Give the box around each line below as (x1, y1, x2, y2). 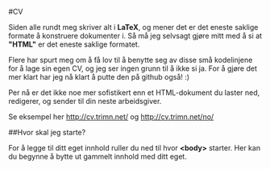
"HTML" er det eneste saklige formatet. (8, 39, 140, 49)
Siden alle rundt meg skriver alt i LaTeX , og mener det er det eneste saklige (8, 23, 259, 31)
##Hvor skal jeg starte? (8, 128, 86, 137)
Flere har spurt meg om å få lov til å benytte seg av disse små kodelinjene (8, 56, 253, 64)
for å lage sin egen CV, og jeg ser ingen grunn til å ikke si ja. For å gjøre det (8, 64, 258, 73)
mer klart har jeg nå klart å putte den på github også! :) (8, 72, 190, 81)
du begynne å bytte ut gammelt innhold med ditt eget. (8, 152, 187, 161)
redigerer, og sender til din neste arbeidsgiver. (8, 97, 162, 105)
